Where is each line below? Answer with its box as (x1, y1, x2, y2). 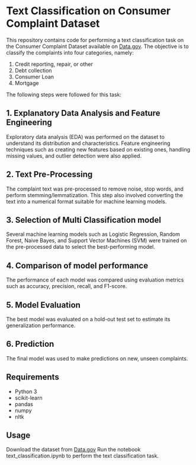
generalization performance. (6, 322, 76, 329)
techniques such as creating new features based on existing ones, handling (6, 145, 191, 153)
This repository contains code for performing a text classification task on (6, 36, 184, 43)
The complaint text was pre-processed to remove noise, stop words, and (6, 185, 184, 192)
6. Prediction (6, 339, 54, 349)
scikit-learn (14, 394, 43, 401)
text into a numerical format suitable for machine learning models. (6, 198, 167, 205)
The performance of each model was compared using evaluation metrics (6, 276, 184, 283)
